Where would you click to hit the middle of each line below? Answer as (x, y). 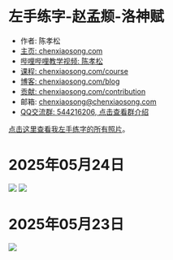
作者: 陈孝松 (40, 41)
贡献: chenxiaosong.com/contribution (83, 91)
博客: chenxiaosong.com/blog (70, 81)
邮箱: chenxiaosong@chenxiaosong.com (88, 102)
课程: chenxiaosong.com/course (74, 71)
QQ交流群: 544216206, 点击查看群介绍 (84, 111)
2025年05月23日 (66, 225)
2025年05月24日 (67, 165)
